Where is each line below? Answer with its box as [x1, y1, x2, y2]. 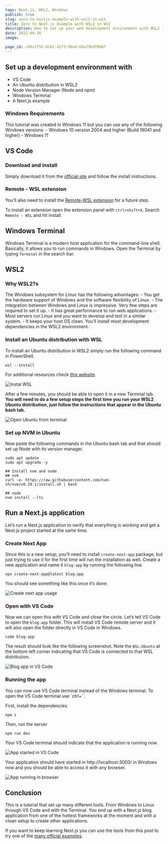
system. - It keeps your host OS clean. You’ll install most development [5, 318, 149, 324]
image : [5, 36, 19, 41]
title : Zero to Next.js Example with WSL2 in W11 [5, 21, 111, 27]
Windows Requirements [5, 110, 65, 117]
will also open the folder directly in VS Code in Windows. [5, 625, 122, 631]
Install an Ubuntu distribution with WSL [5, 336, 102, 343]
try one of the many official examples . [5, 833, 83, 839]
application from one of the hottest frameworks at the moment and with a [5, 812, 156, 818]
